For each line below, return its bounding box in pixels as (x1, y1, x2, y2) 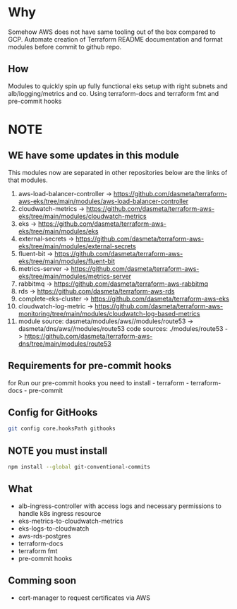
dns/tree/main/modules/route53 (18, 339, 111, 348)
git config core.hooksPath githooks (8, 425, 116, 433)
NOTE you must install (8, 445, 108, 457)
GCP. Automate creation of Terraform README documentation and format (8, 35, 223, 43)
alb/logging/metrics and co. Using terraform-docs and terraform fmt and (8, 89, 219, 97)
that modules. (8, 176, 48, 184)
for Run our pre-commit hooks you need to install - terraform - (8, 378, 190, 387)
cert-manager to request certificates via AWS (18, 593, 151, 602)
